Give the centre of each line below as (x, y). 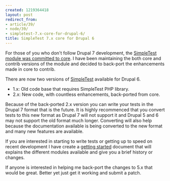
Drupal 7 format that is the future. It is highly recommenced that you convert (85, 110)
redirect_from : (21, 19)
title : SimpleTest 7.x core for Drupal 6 (50, 39)
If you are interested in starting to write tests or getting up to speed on (79, 141)
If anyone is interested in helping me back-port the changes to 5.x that (79, 167)
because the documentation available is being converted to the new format (84, 126)
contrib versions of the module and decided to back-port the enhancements (85, 64)
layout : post (19, 15)
